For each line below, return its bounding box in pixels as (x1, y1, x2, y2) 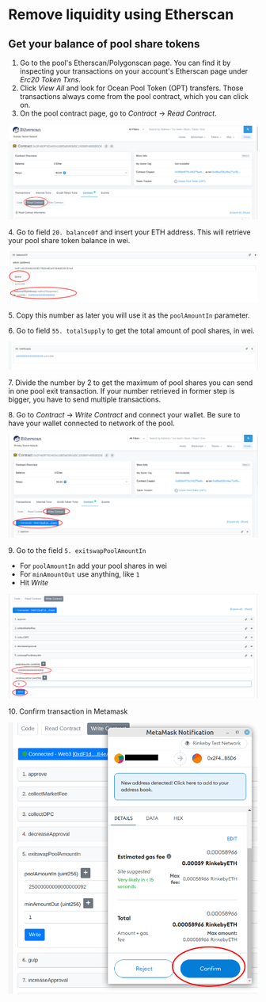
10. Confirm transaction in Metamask (8, 707, 128, 716)
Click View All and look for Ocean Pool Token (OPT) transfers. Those (19, 83, 244, 93)
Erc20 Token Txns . (19, 75, 82, 84)
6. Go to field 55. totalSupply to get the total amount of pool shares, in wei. (8, 326, 255, 335)
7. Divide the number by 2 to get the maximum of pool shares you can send (8, 378, 253, 387)
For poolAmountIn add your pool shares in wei (19, 561, 168, 571)
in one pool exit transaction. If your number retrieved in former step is (8, 386, 235, 395)
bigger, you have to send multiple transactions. (8, 394, 161, 404)
